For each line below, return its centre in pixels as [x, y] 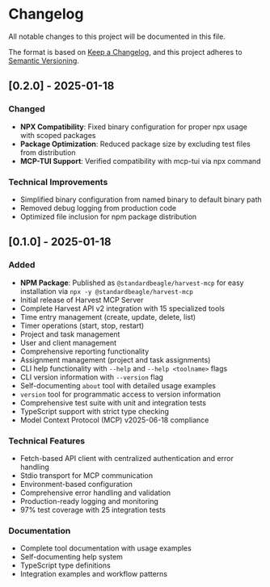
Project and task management [70, 334]
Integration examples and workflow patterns [94, 574]
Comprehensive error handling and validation [95, 493]
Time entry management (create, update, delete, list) [108, 317]
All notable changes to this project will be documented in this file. [117, 36]
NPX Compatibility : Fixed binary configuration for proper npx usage [134, 127]
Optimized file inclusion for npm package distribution [108, 216]
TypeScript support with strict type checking [95, 411]
